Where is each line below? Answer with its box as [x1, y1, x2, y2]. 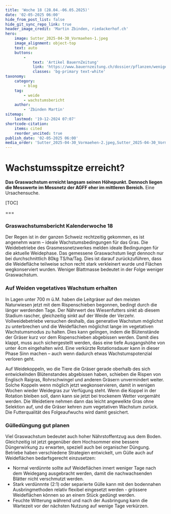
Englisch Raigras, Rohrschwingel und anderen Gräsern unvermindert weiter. [5, 376, 164, 382]
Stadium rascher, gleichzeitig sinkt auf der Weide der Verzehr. [5, 312, 135, 319]
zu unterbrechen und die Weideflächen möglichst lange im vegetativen [5, 323, 154, 329]
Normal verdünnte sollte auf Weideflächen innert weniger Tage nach [12, 465, 156, 471]
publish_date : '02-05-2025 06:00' [5, 136, 79, 141]
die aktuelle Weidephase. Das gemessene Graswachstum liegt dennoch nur [5, 250, 164, 256]
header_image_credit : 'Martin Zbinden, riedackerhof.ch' [5, 27, 129, 32]
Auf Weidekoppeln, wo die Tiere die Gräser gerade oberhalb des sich [5, 366, 151, 372]
